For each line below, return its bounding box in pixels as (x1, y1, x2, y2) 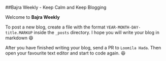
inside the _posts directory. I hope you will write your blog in (34, 29, 160, 35)
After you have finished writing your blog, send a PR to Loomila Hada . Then (5, 45, 161, 50)
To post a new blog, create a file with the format (5, 24, 106, 30)
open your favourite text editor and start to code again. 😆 (5, 50, 126, 56)
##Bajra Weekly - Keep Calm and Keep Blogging (5, 5, 107, 10)
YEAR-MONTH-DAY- (106, 25, 141, 30)
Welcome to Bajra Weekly (5, 14, 60, 20)
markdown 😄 (5, 35, 34, 41)
